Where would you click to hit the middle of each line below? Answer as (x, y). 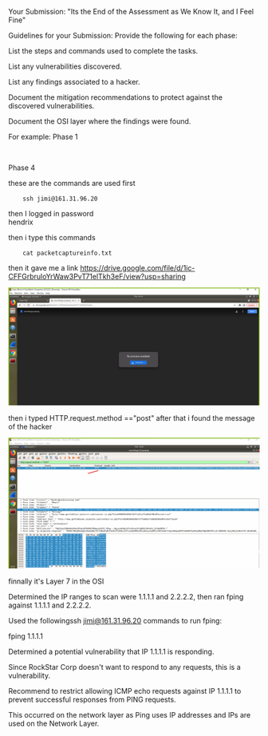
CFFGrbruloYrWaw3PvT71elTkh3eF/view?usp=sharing (97, 276)
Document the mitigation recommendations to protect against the (116, 97)
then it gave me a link (43, 268)
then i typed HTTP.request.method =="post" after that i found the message (132, 418)
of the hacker (30, 427)
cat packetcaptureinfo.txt (67, 253)
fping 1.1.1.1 (26, 636)
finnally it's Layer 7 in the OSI (56, 581)
